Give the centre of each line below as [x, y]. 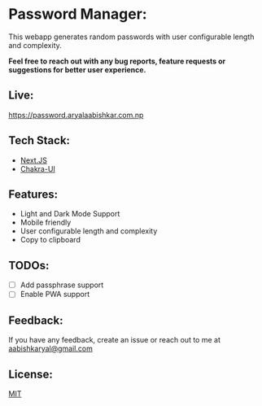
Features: [33, 194]
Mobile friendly [46, 223]
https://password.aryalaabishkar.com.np [76, 115]
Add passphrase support [62, 285]
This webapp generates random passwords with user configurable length [131, 37]
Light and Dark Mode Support [70, 214]
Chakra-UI [37, 168]
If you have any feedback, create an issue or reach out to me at [115, 340]
